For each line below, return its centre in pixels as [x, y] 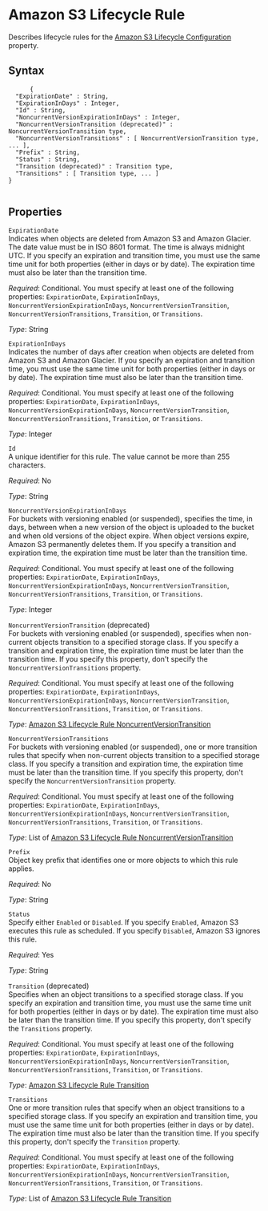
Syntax [26, 71]
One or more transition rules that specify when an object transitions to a [127, 1108]
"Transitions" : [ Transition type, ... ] [87, 173]
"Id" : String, [41, 110]
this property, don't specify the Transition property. [94, 1141]
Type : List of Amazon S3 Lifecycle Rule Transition [90, 1198]
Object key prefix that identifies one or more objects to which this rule [123, 860]
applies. [21, 869]
